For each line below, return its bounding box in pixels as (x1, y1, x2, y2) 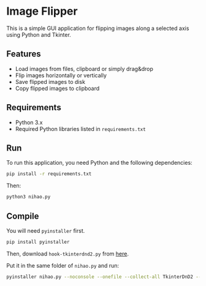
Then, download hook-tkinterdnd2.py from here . (6, 250, 129, 257)
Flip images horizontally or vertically (15, 72, 107, 79)
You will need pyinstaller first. (6, 227, 85, 234)
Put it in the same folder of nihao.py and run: (6, 262, 120, 269)
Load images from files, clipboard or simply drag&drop (15, 65, 153, 72)
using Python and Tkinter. (6, 31, 72, 38)
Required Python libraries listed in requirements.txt (15, 125, 146, 132)
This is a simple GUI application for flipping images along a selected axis (6, 24, 189, 32)
